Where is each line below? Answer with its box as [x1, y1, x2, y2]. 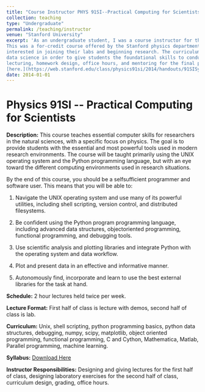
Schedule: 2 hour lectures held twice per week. [6, 292, 126, 300]
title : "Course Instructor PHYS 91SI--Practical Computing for [6, 9, 171, 15]
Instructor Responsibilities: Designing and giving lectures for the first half [6, 366, 193, 374]
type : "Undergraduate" [6, 20, 64, 26]
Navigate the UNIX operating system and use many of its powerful [15, 194, 182, 202]
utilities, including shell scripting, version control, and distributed [15, 200, 178, 208]
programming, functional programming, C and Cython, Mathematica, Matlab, [6, 336, 199, 343]
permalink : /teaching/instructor [6, 26, 92, 32]
